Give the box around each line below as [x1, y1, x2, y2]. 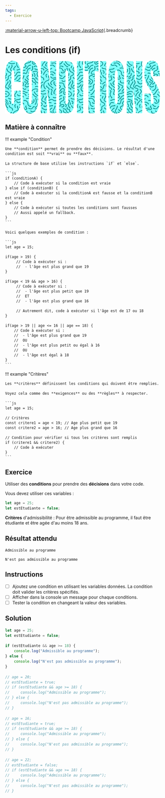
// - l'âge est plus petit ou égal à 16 [14, 343, 100, 348]
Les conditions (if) [5, 44, 81, 55]
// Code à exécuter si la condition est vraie [14, 181, 111, 186]
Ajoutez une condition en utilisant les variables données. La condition [12, 583, 153, 589]
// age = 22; [5, 757, 32, 762]
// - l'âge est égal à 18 [14, 353, 69, 358]
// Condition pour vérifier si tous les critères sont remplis [5, 435, 137, 440]
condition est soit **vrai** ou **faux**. [5, 151, 93, 156]
